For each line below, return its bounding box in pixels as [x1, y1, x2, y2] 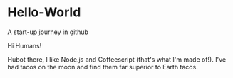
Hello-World [7, 4, 81, 21]
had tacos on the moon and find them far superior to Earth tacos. [7, 62, 198, 71]
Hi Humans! [7, 41, 42, 50]
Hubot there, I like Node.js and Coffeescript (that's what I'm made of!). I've [7, 55, 227, 64]
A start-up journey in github [7, 28, 89, 36]
